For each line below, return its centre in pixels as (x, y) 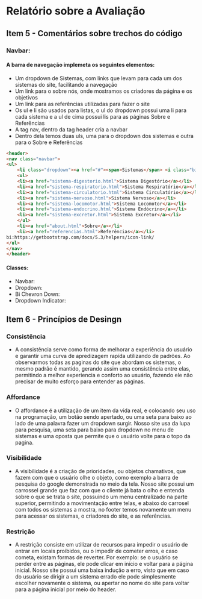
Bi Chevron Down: (37, 294)
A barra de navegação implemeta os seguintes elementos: (81, 65)
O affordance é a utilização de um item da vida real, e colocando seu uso (105, 410)
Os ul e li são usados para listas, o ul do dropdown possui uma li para (101, 110)
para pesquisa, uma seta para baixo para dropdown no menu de (94, 430)
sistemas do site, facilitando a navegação (66, 84)
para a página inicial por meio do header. (66, 589)
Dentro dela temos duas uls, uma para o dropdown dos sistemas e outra (104, 136)
